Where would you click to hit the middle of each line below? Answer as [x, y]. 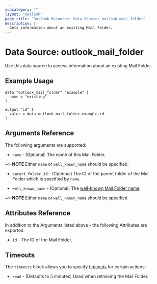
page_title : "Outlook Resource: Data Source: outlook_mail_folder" [76, 19]
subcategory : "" [22, 10]
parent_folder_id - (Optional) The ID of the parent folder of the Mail [81, 173]
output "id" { [20, 109]
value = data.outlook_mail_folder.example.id [57, 114]
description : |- [22, 23]
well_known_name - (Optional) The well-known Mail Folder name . [76, 188]
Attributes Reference [38, 213]
